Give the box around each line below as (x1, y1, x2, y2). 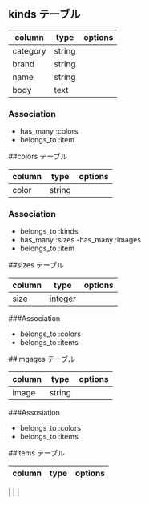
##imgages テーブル (8, 355, 76, 364)
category (12, 45, 46, 56)
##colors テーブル (8, 151, 68, 162)
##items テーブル (8, 448, 66, 458)
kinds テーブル (8, 7, 81, 22)
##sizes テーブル (8, 260, 64, 270)
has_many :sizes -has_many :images (19, 235, 142, 245)
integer (49, 293, 76, 304)
